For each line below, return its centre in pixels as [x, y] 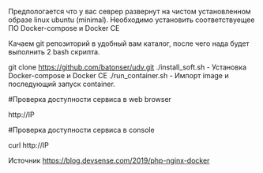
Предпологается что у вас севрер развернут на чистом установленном [130, 11]
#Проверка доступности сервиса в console [82, 130]
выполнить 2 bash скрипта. [54, 52]
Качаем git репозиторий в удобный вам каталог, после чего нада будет [129, 43]
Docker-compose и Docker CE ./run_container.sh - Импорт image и [118, 75]
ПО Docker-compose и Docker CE [64, 28]
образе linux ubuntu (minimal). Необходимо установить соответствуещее [131, 20]
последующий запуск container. [62, 84]
